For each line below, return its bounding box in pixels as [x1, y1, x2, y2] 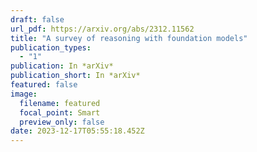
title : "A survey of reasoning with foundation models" [10, 33, 248, 43]
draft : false [10, 14, 65, 25]
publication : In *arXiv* [10, 61, 114, 71]
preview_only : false [19, 117, 105, 127]
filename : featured [19, 98, 101, 108]
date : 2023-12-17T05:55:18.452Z [10, 126, 145, 136]
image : [10, 89, 38, 99]
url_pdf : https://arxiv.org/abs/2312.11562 [10, 24, 195, 34]
